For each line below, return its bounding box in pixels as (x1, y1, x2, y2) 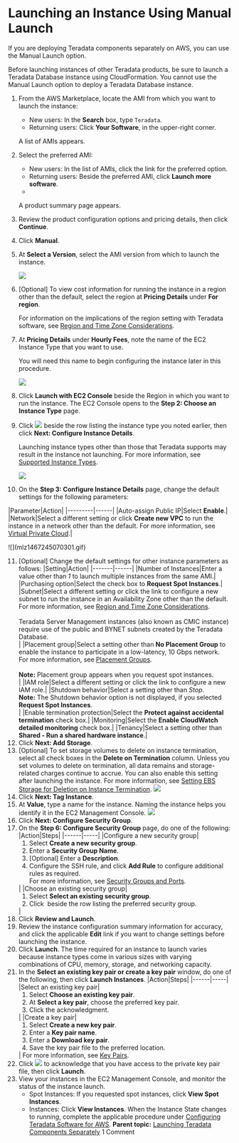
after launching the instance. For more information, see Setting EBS (18, 776, 216, 785)
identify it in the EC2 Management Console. (18, 808, 147, 817)
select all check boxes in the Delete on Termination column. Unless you (18, 754, 230, 762)
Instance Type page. (18, 406, 80, 415)
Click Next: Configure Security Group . (18, 816, 133, 824)
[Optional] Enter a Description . (28, 854, 120, 862)
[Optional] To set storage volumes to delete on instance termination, (18, 746, 218, 754)
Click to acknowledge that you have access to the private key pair (18, 1059, 221, 1067)
